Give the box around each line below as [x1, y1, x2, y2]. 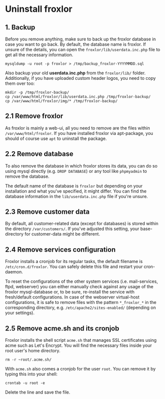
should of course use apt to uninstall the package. [5, 135, 107, 141]
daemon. [5, 269, 23, 275]
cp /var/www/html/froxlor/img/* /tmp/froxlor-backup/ [5, 99, 118, 103]
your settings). [5, 310, 34, 316]
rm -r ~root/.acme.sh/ [5, 357, 52, 363]
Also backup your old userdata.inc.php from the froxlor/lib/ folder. [5, 70, 146, 76]
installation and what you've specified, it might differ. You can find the [5, 188, 147, 194]
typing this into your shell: [5, 371, 58, 377]
